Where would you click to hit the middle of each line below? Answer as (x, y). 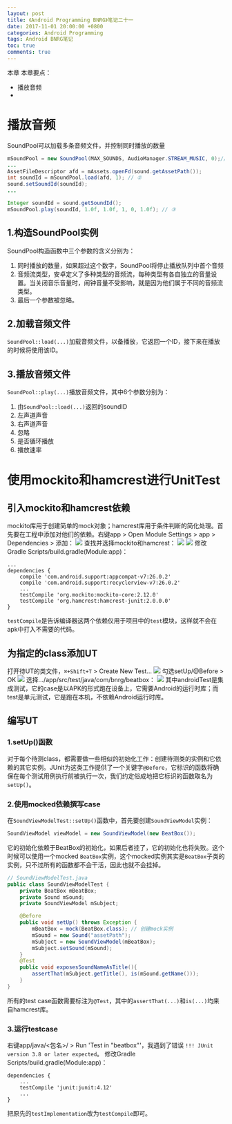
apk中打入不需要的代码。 (43, 630)
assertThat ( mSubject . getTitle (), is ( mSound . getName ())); (115, 974)
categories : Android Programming (55, 33)
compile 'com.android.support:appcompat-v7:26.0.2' (95, 577)
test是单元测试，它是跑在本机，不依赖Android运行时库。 (87, 697)
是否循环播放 (35, 441)
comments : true (29, 52)
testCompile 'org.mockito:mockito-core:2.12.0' (89, 595)
